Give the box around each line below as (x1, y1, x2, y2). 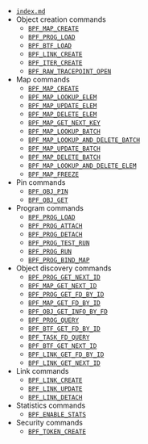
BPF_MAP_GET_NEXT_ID (27, 282, 97, 290)
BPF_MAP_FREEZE (27, 170, 79, 178)
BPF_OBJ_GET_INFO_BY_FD (27, 308, 109, 316)
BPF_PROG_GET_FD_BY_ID (27, 291, 105, 299)
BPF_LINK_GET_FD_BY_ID (27, 350, 105, 358)
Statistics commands (15, 400, 86, 410)
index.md (15, 7, 46, 15)
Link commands (15, 367, 70, 375)
